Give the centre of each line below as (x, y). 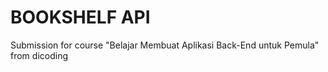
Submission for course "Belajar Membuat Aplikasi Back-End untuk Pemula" (165, 45)
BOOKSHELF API (80, 17)
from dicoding (39, 55)
